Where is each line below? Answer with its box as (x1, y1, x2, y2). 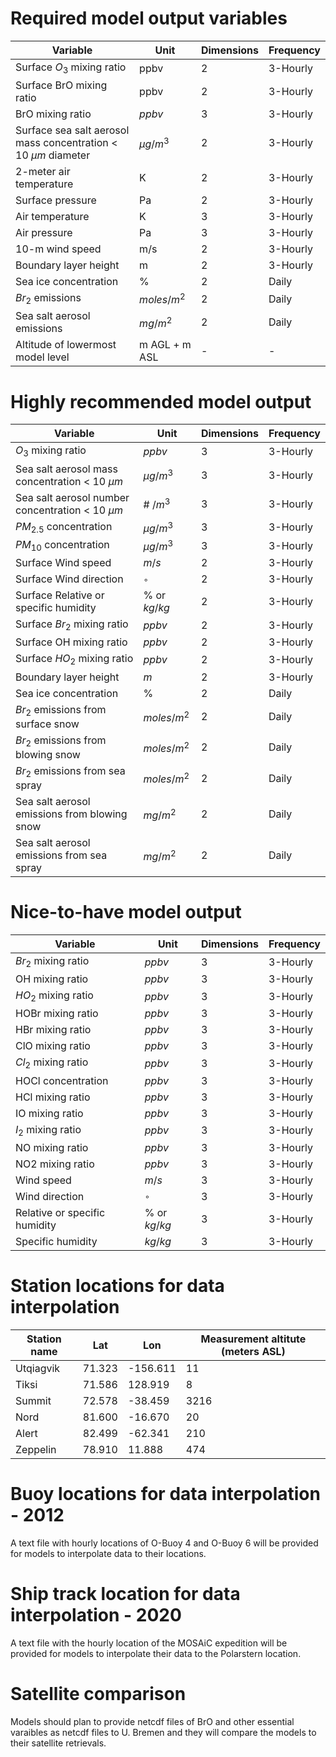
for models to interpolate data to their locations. (10, 1547, 207, 1559)
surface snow (15, 717, 80, 731)
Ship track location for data (10, 1582, 241, 1605)
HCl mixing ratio (15, 1090, 91, 1104)
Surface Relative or (15, 588, 105, 602)
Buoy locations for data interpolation (10, 1482, 321, 1505)
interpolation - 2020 (10, 1603, 182, 1626)
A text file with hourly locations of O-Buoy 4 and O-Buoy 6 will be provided (10, 1537, 319, 1549)
